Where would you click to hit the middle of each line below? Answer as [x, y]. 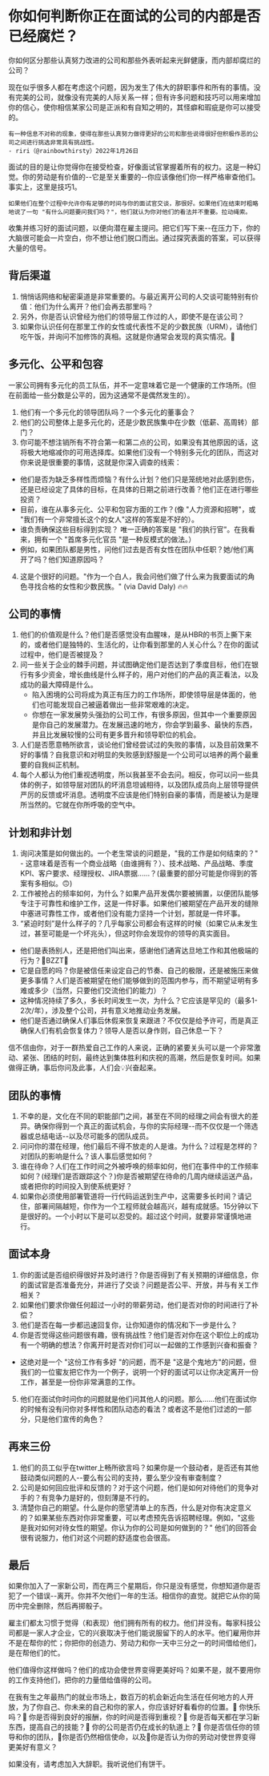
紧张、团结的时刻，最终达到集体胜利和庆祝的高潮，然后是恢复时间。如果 [141, 1057]
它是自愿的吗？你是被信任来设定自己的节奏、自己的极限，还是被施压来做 [139, 971]
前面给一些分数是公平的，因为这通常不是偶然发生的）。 [104, 395]
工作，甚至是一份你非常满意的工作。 [80, 1382]
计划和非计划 [40, 833]
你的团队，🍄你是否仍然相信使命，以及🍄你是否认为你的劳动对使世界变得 [139, 1737]
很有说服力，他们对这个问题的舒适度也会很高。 [97, 1537]
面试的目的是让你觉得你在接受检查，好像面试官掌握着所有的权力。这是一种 [131, 167]
